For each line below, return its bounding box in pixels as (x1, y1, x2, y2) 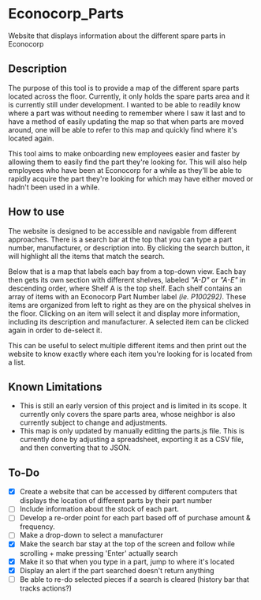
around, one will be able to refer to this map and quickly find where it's (8, 125, 238, 134)
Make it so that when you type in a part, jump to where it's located (19, 557, 235, 566)
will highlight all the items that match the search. (8, 251, 166, 261)
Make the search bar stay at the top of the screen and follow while (19, 539, 235, 549)
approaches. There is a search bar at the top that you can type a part (8, 234, 233, 244)
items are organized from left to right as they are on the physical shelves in (8, 300, 251, 309)
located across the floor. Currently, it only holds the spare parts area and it (8, 92, 250, 101)
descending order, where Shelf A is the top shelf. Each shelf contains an (8, 283, 243, 293)
